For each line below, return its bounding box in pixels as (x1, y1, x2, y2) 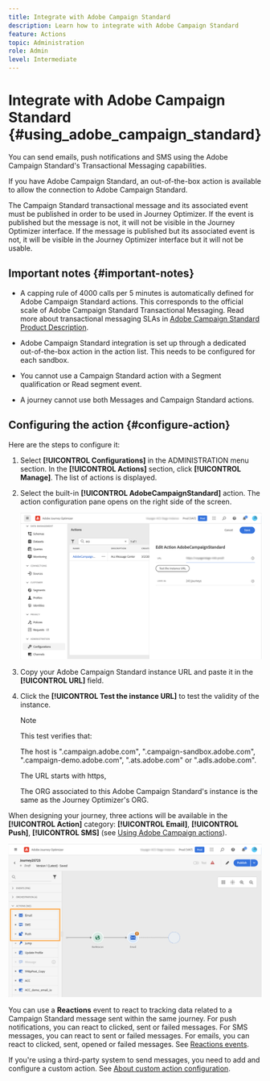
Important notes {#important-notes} (8, 267, 194, 281)
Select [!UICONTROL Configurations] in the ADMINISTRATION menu (19, 455, 249, 465)
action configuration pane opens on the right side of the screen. (19, 497, 232, 506)
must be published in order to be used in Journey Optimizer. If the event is (8, 209, 255, 218)
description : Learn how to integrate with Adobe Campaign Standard (8, 21, 239, 30)
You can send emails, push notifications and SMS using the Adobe (8, 152, 228, 161)
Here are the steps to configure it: (8, 439, 121, 449)
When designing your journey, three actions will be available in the (8, 810, 228, 820)
